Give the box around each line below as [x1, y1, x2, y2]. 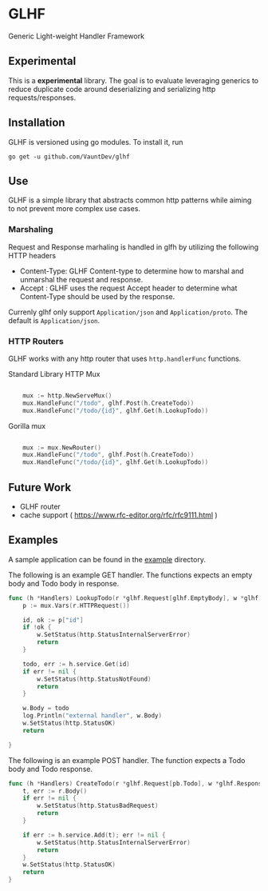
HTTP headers [8, 250, 57, 260]
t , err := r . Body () [22, 787, 88, 795]
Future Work [8, 481, 72, 494]
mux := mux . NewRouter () [22, 443, 102, 452]
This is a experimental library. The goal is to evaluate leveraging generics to [8, 75, 259, 85]
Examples [8, 533, 58, 547]
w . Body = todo [22, 705, 69, 713]
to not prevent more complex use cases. [8, 204, 141, 214]
